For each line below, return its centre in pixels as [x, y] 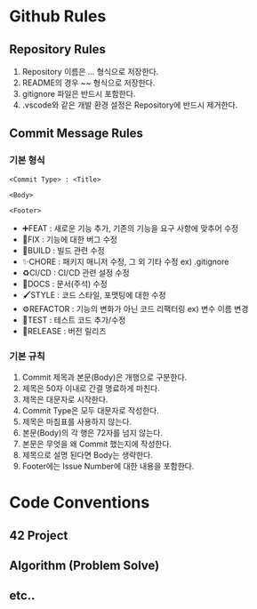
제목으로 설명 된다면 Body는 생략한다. [87, 454]
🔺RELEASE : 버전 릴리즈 [64, 331]
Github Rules [58, 16]
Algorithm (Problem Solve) [84, 565]
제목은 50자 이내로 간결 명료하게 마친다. [91, 388]
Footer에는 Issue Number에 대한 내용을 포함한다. [108, 466]
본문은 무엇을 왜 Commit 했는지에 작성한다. [96, 444]
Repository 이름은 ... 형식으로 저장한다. [90, 72]
